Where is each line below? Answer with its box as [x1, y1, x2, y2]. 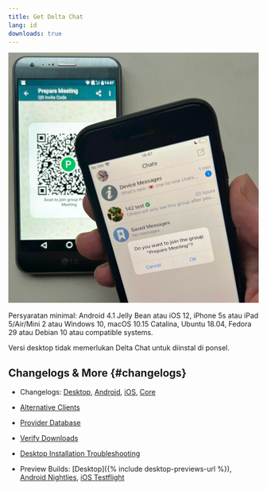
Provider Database [19, 418, 81, 428]
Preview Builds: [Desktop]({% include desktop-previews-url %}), [19, 465, 232, 474]
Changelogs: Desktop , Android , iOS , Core [19, 388, 157, 397]
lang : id [8, 21, 37, 29]
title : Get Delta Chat [8, 13, 83, 21]
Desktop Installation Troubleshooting [19, 449, 141, 458]
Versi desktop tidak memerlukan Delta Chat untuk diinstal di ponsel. [8, 343, 230, 353]
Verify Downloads [19, 434, 79, 443]
